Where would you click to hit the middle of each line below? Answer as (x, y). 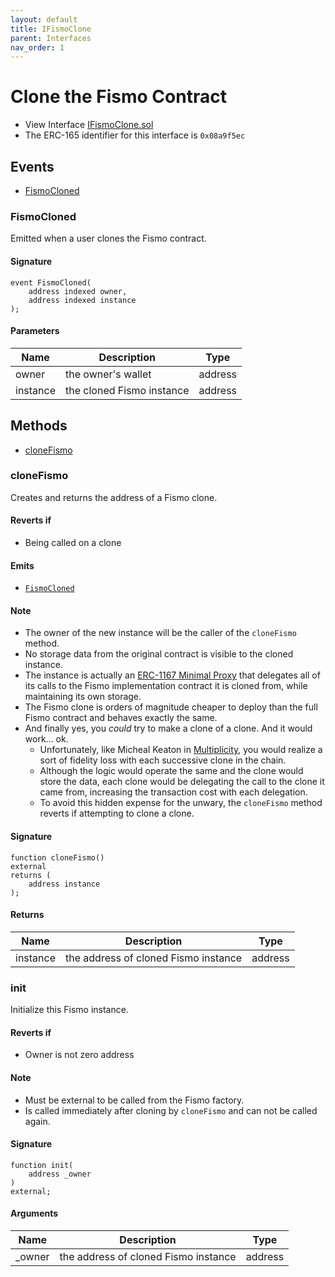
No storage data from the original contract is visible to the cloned (159, 654)
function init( (42, 1165)
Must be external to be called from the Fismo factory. (134, 1100)
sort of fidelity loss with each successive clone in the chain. (163, 760)
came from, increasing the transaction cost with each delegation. (173, 792)
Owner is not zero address (79, 1055)
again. (37, 1121)
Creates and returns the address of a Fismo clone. (114, 497)
